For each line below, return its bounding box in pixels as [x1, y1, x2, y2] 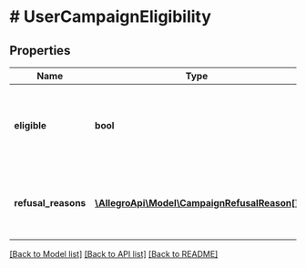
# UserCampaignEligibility [9, 6, 212, 27]
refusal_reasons [14, 197, 87, 209]
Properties [9, 43, 71, 58]
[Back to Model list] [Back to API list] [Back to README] [9, 249, 219, 259]
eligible [14, 119, 47, 131]
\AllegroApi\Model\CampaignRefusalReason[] [94, 197, 299, 209]
